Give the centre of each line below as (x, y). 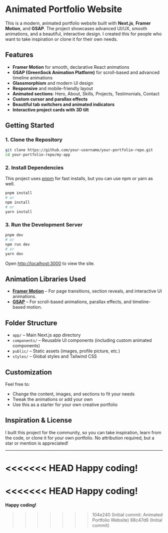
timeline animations (32, 78)
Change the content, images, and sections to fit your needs (73, 394)
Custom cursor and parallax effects (50, 99)
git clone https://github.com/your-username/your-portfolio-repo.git (79, 150)
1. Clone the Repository (34, 140)
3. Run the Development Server (44, 224)
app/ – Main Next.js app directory (46, 335)
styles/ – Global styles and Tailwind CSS (55, 356)
